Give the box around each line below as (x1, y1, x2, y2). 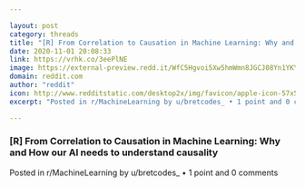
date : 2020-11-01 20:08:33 (9, 46, 112, 55)
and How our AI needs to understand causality (9, 146, 219, 159)
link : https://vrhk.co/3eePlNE (9, 55, 128, 64)
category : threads (9, 29, 79, 39)
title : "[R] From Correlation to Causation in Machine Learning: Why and (9, 38, 295, 47)
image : (9, 64, 34, 73)
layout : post (9, 21, 59, 30)
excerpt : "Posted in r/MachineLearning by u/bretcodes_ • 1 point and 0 (9, 97, 290, 106)
